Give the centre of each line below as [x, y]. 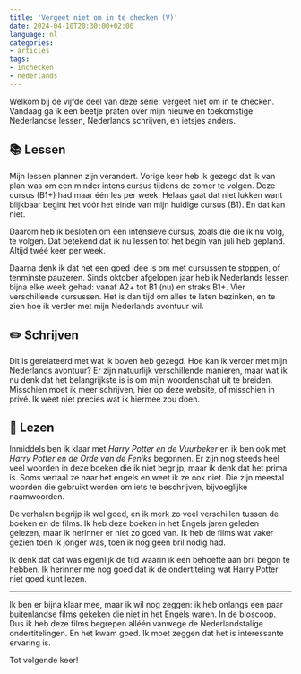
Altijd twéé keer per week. [57, 250]
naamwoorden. [37, 497]
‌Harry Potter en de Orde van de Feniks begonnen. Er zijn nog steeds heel [145, 459]
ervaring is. [30, 643]
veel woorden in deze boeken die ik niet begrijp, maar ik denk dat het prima [148, 468]
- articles [30, 51]
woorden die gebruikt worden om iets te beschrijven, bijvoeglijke [129, 487]
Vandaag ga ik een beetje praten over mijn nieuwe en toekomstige [131, 111]
